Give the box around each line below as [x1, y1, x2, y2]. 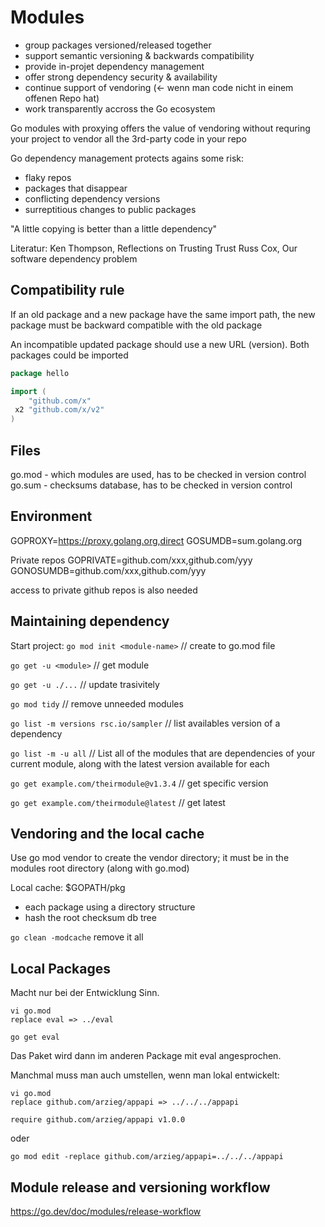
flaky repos [24, 171, 72, 183]
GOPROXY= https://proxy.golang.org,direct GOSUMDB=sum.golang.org [10, 534, 303, 546]
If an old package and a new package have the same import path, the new [10, 308, 316, 320]
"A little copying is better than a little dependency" [10, 222, 218, 235]
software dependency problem [10, 252, 138, 265]
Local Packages [10, 960, 111, 977]
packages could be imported [10, 349, 129, 361]
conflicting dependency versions [24, 192, 161, 205]
